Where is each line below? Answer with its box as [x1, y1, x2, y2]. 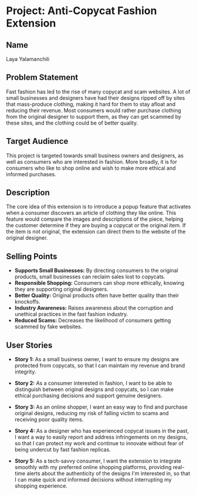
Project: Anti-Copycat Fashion [6, 4, 157, 18]
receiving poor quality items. [14, 416, 84, 423]
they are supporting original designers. [14, 286, 108, 293]
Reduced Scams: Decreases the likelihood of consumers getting [14, 317, 171, 324]
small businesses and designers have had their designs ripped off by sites [6, 94, 185, 101]
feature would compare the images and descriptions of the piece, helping [6, 215, 184, 223]
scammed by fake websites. [14, 323, 83, 330]
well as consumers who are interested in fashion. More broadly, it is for [6, 158, 178, 165]
